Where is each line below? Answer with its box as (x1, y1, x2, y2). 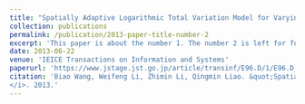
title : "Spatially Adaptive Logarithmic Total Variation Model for (9, 13, 271, 23)
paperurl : (9, 64, 47, 73)
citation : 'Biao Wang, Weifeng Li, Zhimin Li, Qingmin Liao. (9, 72, 246, 81)
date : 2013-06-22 (9, 47, 75, 56)
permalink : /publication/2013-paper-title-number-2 (9, 30, 209, 39)
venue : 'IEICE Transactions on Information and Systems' (9, 55, 230, 64)
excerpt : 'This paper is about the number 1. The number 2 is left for (9, 38, 286, 48)
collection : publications (9, 22, 107, 31)
